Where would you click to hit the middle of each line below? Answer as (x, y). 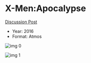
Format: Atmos (27, 36)
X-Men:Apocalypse (45, 8)
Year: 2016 (23, 31)
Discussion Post (21, 22)
